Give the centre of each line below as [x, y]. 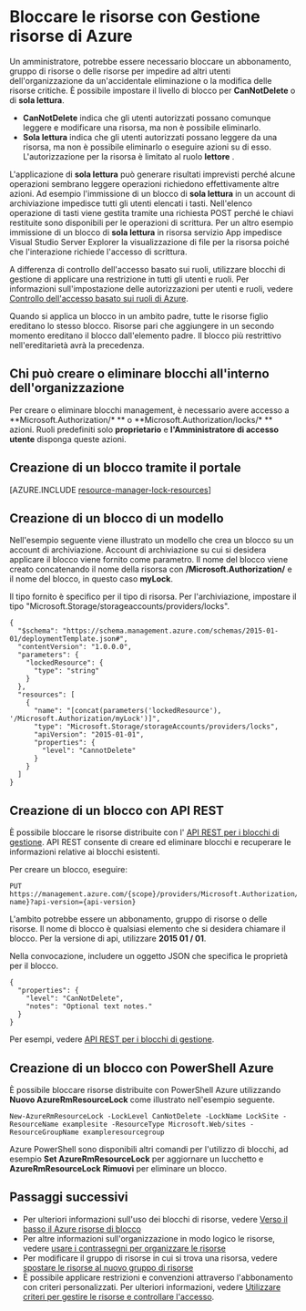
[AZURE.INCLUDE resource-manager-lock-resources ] [111, 490]
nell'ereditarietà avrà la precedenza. [77, 345]
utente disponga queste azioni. [68, 439]
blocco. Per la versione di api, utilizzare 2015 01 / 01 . [108, 939]
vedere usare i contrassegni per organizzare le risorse [124, 1248]
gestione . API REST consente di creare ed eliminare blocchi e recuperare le [150, 842]
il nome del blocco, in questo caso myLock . [91, 579]
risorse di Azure [71, 36]
